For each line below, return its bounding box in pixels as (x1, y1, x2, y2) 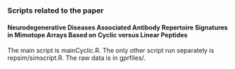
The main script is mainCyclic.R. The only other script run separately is (7, 46, 214, 55)
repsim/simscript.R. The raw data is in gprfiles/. (7, 54, 146, 62)
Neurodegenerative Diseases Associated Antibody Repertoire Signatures (7, 23, 229, 32)
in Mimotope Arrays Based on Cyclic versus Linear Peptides (7, 30, 188, 39)
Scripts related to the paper (7, 6, 104, 15)
